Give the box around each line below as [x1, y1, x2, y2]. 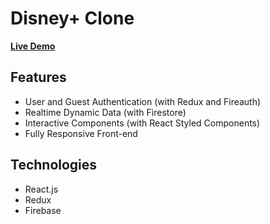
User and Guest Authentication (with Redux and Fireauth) [24, 95, 262, 107]
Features [10, 69, 67, 86]
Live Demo [10, 40, 56, 52]
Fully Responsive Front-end [24, 127, 138, 139]
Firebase [24, 204, 62, 216]
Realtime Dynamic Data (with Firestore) [24, 106, 187, 118]
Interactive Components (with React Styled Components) [24, 117, 261, 129]
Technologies [10, 157, 98, 174]
